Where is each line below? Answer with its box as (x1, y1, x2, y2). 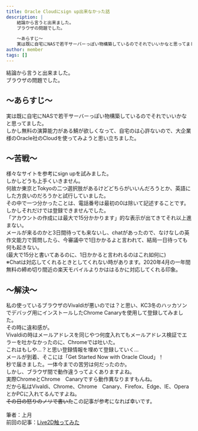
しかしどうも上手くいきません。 (6, 178, 84, 185)
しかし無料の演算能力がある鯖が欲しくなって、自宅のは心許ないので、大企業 (6, 127, 192, 134)
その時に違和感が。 (6, 324, 53, 331)
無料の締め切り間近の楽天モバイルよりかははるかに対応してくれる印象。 (6, 266, 181, 273)
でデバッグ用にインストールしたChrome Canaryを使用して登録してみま (6, 309, 179, 316)
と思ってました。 (6, 119, 47, 127)
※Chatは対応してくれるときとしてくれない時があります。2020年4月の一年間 (6, 259, 191, 266)
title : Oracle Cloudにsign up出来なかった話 (6, 8, 110, 15)
